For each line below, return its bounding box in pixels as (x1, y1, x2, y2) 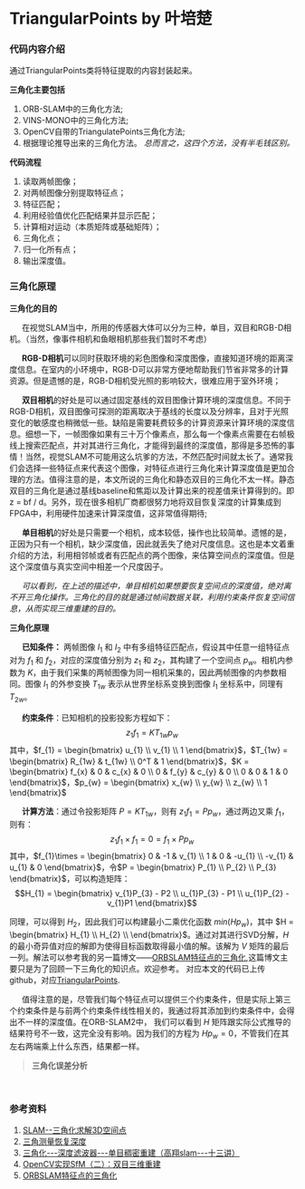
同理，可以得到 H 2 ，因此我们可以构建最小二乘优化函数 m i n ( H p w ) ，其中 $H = (9, 916, 294, 930)
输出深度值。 (22, 256, 71, 266)
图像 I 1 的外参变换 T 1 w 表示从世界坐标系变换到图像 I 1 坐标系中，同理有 (24, 679, 284, 691)
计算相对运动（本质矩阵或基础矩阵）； (22, 221, 162, 232)
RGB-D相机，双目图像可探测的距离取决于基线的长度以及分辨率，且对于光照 (9, 405, 290, 417)
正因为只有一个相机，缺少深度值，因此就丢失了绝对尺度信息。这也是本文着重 (9, 538, 295, 549)
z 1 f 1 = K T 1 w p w (126, 727, 178, 739)
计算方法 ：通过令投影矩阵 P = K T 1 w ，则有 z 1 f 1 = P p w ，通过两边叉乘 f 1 (21, 806, 282, 818)
